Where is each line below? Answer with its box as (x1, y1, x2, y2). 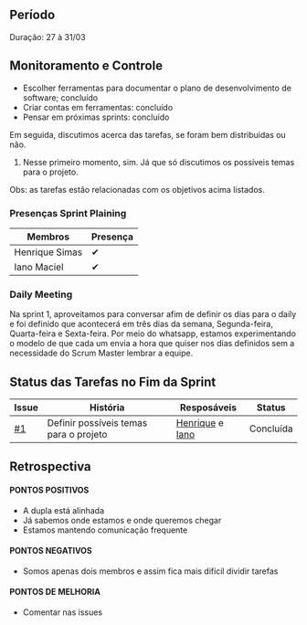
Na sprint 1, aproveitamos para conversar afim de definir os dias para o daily (9, 309, 297, 320)
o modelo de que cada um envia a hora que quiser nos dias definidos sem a (9, 338, 295, 349)
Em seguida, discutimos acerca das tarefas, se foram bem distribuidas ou (9, 129, 286, 140)
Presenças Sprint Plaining (9, 207, 127, 219)
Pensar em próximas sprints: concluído (22, 111, 170, 122)
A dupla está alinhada (22, 504, 105, 515)
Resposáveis (179, 401, 238, 414)
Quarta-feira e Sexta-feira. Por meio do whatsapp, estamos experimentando (9, 328, 297, 339)
